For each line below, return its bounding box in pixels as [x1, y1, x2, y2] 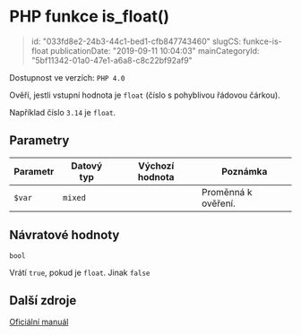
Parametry [9, 133, 70, 149]
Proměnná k [201, 185, 253, 198]
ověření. [201, 197, 236, 210]
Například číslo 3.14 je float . [9, 107, 116, 117]
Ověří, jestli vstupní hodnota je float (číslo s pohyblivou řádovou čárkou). [9, 90, 280, 100]
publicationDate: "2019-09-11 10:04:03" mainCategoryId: [50, 45, 260, 56]
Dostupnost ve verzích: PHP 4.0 [9, 72, 125, 82]
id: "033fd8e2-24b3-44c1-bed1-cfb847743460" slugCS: [30, 36, 242, 47]
